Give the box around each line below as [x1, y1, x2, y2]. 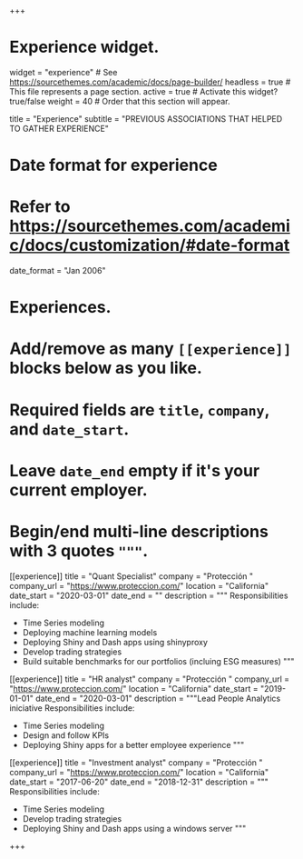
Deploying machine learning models [22, 626, 158, 637]
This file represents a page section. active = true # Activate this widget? [9, 85, 279, 96]
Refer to [9, 196, 71, 217]
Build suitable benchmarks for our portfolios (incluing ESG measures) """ [22, 655, 295, 666]
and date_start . [9, 419, 130, 439]
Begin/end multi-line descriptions [9, 522, 269, 542]
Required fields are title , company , [9, 399, 270, 420]
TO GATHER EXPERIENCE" [9, 123, 109, 134]
